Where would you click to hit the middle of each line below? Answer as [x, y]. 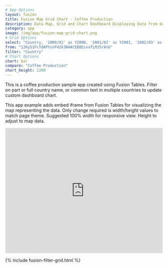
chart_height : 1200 [25, 71]
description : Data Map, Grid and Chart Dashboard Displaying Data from [81, 24]
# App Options [20, 10]
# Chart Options [22, 56]
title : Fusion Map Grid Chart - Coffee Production [59, 19]
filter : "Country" [24, 52]
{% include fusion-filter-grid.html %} [43, 260]
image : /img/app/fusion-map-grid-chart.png [51, 33]
